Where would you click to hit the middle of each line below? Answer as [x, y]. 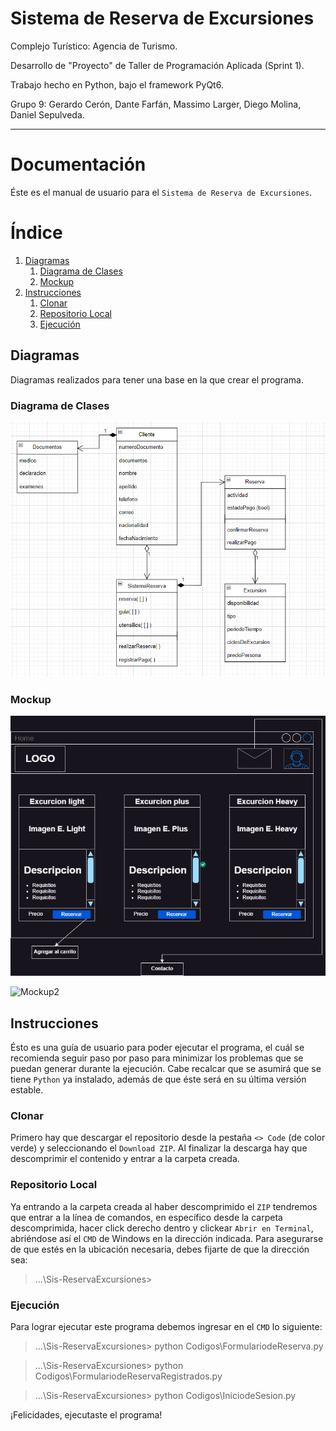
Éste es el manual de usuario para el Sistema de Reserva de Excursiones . [161, 192]
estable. [27, 1090]
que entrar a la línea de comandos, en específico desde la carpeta [146, 1217]
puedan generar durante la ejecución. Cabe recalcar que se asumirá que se [166, 1069]
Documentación [78, 164]
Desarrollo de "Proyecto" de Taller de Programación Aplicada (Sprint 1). [157, 65]
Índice [36, 233]
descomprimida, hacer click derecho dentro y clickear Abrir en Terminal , [162, 1228]
